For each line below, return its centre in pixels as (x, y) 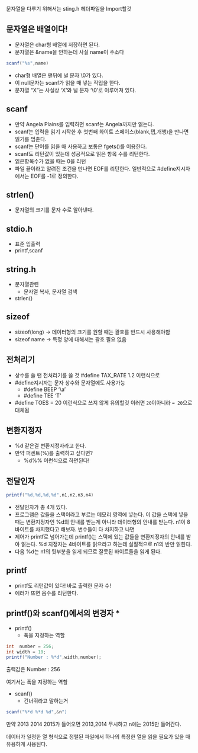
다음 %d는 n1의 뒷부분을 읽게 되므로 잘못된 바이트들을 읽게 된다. (88, 552)
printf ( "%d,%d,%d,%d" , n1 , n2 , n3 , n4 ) (50, 495)
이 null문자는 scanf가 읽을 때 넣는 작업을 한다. (67, 82)
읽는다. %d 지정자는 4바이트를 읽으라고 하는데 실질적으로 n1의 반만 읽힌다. (106, 544)
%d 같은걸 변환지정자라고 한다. (51, 446)
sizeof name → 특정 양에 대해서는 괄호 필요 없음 (71, 339)
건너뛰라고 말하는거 (46, 701)
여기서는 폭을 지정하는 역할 (37, 682)
